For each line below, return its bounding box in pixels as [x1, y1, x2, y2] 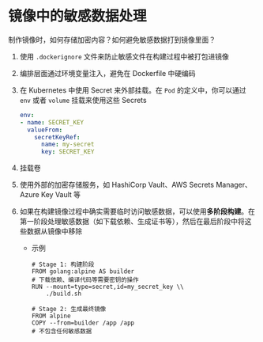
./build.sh [46, 290, 81, 298]
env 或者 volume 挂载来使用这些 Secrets [19, 95, 148, 104]
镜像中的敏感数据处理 [8, 7, 148, 25]
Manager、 [216, 180, 253, 190]
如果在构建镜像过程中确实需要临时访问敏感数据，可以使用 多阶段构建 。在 [19, 207, 255, 216]
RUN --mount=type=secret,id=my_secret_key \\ [31, 283, 184, 291]
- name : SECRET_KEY [19, 118, 85, 127]
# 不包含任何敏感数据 [31, 328, 92, 336]
